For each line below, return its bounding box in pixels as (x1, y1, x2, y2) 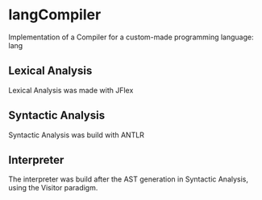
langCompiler (8, 6, 102, 24)
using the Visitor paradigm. (8, 183, 98, 193)
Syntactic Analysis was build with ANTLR (8, 130, 145, 140)
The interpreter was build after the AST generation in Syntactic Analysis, (8, 174, 248, 184)
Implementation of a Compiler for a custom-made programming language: (8, 32, 254, 42)
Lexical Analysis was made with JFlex (8, 85, 134, 95)
